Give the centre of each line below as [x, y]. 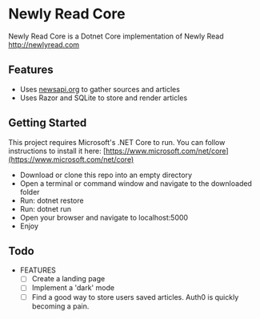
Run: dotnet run [46, 208]
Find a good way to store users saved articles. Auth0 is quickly [135, 297]
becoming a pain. [60, 306]
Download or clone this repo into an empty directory [106, 175]
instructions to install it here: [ [57, 151]
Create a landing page [68, 279]
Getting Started [48, 123]
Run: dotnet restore [52, 200]
